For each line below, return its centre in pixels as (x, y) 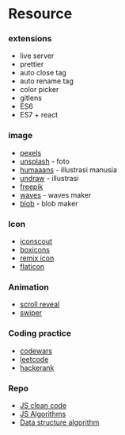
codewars (36, 351)
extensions (30, 39)
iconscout (36, 241)
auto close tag (43, 73)
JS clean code (43, 405)
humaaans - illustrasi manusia (68, 169)
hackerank (37, 368)
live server (37, 56)
